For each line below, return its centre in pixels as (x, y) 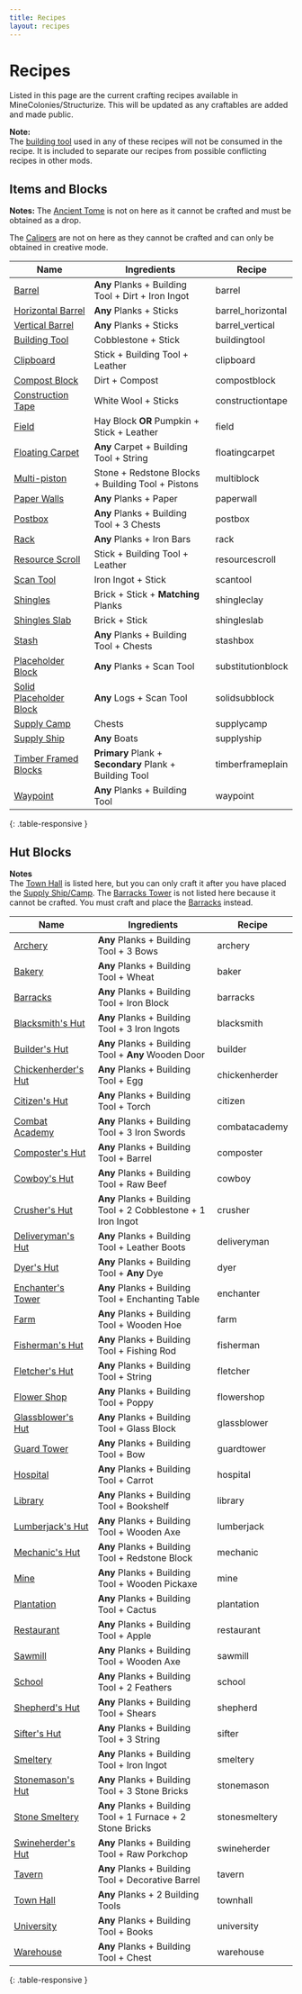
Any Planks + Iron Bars (142, 539)
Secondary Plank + (135, 765)
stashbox (235, 640)
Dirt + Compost (126, 381)
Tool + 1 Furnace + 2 (142, 1817)
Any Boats (116, 739)
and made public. (41, 114)
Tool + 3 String (129, 1739)
